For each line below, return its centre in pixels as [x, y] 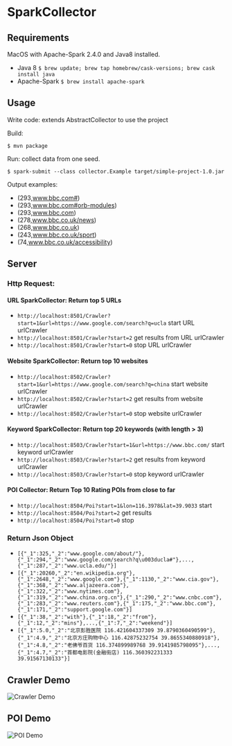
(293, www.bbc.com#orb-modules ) [67, 205]
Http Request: [31, 284]
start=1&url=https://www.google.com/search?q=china [93, 384]
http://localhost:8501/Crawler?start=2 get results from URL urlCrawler [121, 338]
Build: [15, 133]
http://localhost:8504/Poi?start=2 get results [84, 512]
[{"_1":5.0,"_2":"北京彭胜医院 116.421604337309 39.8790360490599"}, [116, 631]
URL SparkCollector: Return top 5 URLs [64, 300]
